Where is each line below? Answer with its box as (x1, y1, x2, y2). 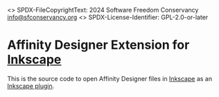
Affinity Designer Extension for (7, 37, 190, 53)
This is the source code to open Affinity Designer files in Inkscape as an (7, 74, 213, 83)
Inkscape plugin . (7, 82, 55, 90)
